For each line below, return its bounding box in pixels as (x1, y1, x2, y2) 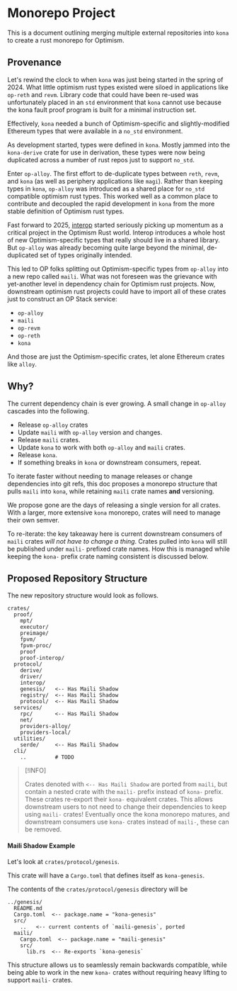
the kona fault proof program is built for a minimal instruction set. (7, 105, 197, 114)
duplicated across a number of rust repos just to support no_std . (7, 155, 195, 164)
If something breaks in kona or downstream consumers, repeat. (17, 458, 202, 466)
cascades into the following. (7, 406, 90, 415)
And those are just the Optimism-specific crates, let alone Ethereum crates (7, 352, 225, 361)
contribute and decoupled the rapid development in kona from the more (7, 199, 215, 208)
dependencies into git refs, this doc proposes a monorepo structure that (7, 479, 218, 488)
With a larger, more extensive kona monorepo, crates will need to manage (7, 508, 221, 517)
